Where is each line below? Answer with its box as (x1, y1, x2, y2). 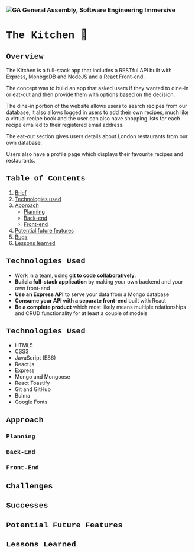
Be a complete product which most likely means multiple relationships (14, 303, 186, 310)
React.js (14, 361, 35, 368)
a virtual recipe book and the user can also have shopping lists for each (6, 115, 180, 122)
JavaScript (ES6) (14, 354, 56, 361)
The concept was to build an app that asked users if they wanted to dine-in (6, 84, 189, 91)
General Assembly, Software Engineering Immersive (22, 6, 176, 14)
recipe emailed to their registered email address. (6, 121, 124, 128)
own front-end (14, 284, 50, 291)
